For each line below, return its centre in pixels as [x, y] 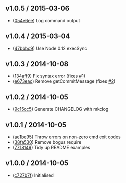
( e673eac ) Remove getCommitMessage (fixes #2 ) [64, 81]
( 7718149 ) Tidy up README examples [51, 148]
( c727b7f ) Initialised [33, 175]
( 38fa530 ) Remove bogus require [47, 142]
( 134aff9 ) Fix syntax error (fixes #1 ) [49, 76]
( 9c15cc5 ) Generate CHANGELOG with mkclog [60, 109]
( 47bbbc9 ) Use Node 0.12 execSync [50, 48]
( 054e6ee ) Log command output [46, 20]
